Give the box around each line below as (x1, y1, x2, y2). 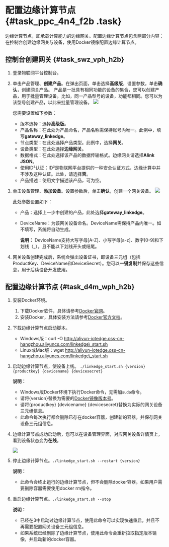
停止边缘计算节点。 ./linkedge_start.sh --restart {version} (12, 457, 140, 463)
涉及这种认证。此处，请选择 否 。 (24, 171, 91, 177)
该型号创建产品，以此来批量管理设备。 (12, 99, 92, 105)
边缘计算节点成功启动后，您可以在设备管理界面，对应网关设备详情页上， (12, 431, 162, 437)
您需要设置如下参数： (12, 110, 57, 116)
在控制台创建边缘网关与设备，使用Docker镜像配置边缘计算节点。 (5, 39, 139, 45)
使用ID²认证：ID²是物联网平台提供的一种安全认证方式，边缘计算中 (20, 165, 156, 171)
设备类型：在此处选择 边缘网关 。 (20, 145, 87, 151)
